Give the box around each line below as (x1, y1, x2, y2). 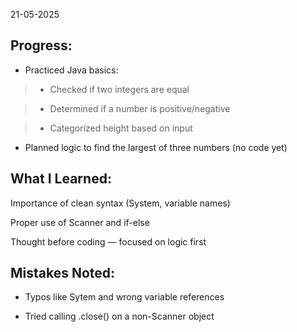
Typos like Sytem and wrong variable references (24, 291, 225, 303)
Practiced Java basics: (24, 64, 119, 76)
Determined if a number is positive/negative (49, 102, 231, 114)
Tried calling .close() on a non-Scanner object (24, 310, 215, 323)
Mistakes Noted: (10, 265, 116, 282)
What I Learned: (10, 170, 112, 188)
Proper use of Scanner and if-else (10, 216, 150, 228)
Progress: (10, 37, 73, 54)
